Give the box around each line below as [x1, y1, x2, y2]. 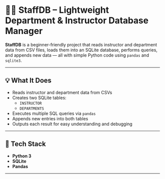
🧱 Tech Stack [5, 140, 46, 148]
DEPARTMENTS [19, 106, 44, 111]
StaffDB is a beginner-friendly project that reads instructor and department [5, 41, 157, 47]
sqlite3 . [5, 57, 22, 63]
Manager [5, 26, 43, 36]
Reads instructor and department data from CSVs [12, 89, 112, 95]
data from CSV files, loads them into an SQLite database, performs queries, [5, 47, 158, 53]
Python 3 [12, 153, 32, 159]
